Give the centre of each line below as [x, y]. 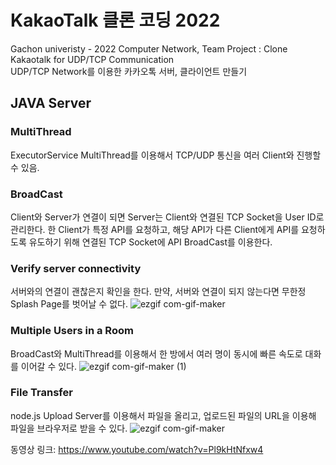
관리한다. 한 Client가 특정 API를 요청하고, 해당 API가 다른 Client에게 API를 [155, 229]
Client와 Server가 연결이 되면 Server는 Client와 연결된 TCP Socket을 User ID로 [167, 217]
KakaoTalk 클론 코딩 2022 [115, 20]
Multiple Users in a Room [72, 331]
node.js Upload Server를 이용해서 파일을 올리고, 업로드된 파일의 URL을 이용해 [163, 415]
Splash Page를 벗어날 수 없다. [69, 304]
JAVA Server [51, 103]
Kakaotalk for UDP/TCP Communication [92, 59]
